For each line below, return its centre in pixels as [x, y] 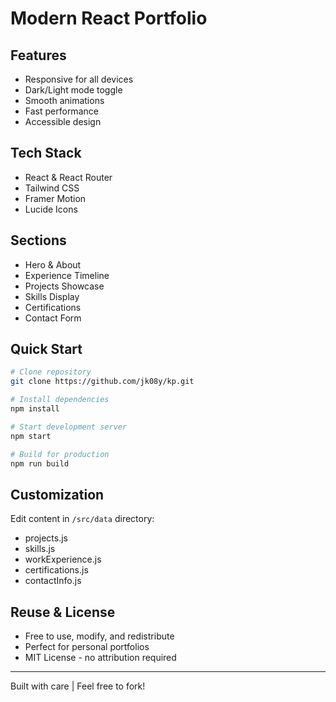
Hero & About [53, 264]
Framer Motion [55, 198]
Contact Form [53, 318]
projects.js [46, 538]
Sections [38, 240]
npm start [31, 436]
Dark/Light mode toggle [73, 90]
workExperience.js [63, 559]
